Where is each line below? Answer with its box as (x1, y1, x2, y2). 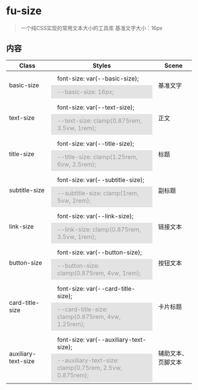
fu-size (6, 4, 42, 18)
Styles (92, 61, 111, 69)
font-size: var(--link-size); (57, 212, 134, 220)
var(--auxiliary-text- (86, 336, 147, 344)
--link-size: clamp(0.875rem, (57, 225, 141, 233)
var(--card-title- (86, 284, 136, 292)
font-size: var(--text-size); (57, 103, 134, 111)
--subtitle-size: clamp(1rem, (57, 189, 139, 197)
